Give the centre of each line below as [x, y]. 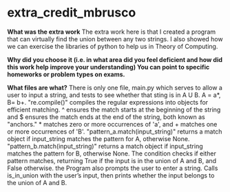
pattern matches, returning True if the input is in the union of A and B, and [112, 160]
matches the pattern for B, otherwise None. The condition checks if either [112, 153]
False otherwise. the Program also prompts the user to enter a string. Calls [113, 168]
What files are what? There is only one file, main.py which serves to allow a [115, 87]
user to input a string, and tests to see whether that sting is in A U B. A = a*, [114, 95]
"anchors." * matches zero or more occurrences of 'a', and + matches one [112, 124]
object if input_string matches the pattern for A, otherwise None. [98, 138]
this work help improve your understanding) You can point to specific [108, 67]
